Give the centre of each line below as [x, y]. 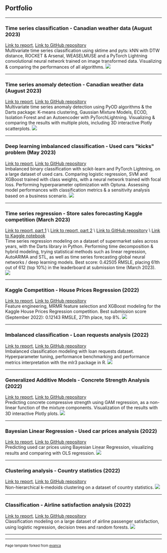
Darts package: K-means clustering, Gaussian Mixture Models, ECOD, [76, 112]
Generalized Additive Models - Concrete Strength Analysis [78, 380]
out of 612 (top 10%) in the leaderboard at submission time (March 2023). [81, 268]
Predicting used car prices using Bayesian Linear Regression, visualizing [79, 447]
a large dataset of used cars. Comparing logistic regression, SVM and [77, 174]
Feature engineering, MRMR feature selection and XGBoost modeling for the [83, 306]
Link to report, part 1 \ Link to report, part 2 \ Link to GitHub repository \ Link [83, 230]
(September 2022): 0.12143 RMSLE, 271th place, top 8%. [63, 317]
